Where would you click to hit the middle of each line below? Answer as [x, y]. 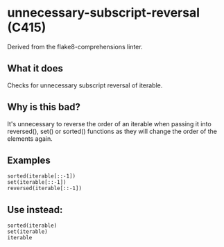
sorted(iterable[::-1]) [42, 176]
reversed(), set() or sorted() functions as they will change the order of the [112, 131]
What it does [35, 68]
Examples [29, 160]
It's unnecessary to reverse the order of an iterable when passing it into [109, 123]
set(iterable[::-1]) [37, 182]
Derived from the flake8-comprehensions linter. [75, 46]
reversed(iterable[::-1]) [44, 189]
